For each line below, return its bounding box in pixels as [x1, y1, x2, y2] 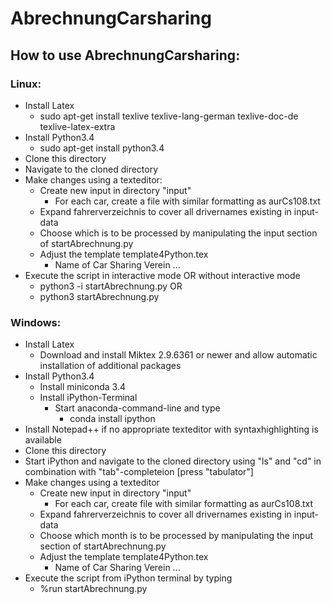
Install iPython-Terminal [39, 392, 138, 404]
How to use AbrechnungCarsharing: [10, 47, 241, 64]
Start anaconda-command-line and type [54, 402, 221, 414]
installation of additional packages [39, 360, 182, 372]
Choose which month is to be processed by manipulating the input [39, 530, 314, 542]
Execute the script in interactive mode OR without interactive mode [24, 269, 301, 281]
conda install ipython [69, 413, 156, 425]
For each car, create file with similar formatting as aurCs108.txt [54, 498, 314, 510]
